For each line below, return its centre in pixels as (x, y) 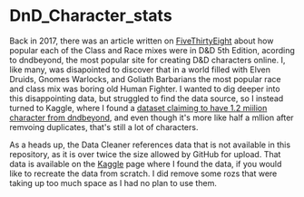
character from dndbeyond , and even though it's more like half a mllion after (152, 117)
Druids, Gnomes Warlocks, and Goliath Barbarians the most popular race (145, 79)
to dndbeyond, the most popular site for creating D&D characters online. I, (147, 60)
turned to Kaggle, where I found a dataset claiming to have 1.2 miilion (138, 108)
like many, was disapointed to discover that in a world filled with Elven (140, 70)
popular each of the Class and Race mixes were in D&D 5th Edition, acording (152, 50)
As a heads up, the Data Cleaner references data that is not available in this (150, 145)
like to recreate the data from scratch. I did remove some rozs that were (143, 174)
